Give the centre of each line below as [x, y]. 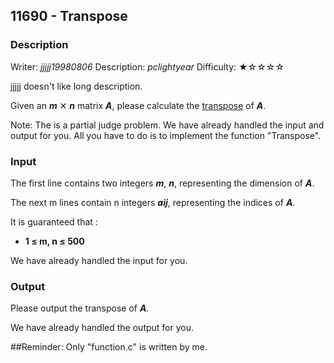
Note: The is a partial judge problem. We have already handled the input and [167, 125]
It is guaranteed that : [54, 221]
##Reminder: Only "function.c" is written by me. [109, 347]
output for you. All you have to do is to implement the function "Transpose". [166, 135]
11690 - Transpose [69, 16]
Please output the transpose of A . [80, 308]
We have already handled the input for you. [99, 260]
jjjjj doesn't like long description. [76, 86]
